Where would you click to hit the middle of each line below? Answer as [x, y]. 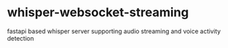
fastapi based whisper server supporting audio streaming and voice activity [114, 31]
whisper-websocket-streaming [98, 13]
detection [21, 38]
